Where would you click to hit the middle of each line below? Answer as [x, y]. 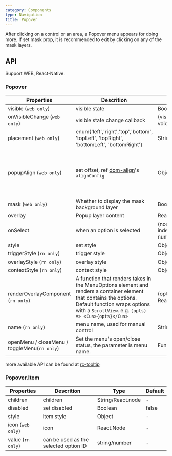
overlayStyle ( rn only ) [35, 262]
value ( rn [19, 439]
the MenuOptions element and [112, 285]
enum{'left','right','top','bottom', [114, 132]
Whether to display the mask [110, 201]
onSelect [19, 230]
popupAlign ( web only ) [35, 173]
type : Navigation [24, 15]
